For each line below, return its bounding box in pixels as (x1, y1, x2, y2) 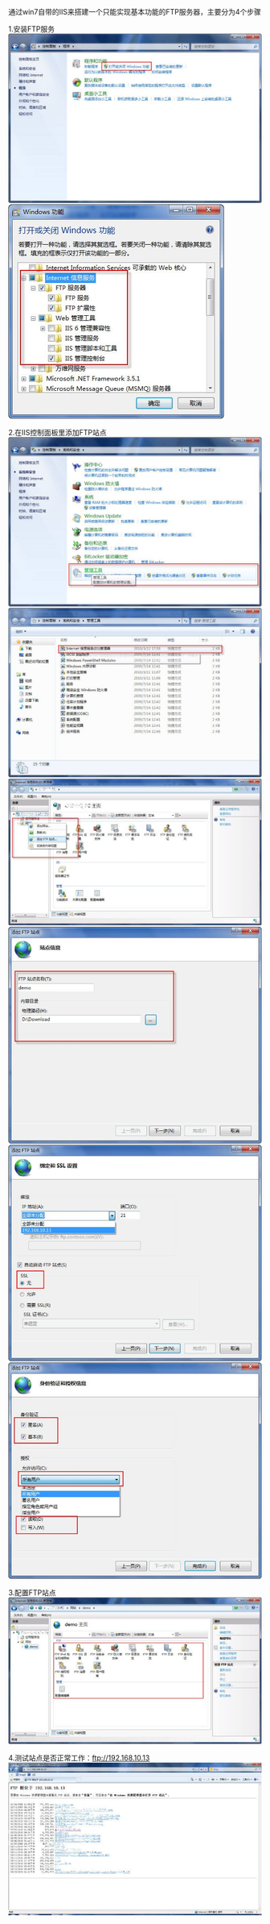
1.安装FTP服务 (8, 24, 55, 34)
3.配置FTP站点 (8, 1587, 56, 1598)
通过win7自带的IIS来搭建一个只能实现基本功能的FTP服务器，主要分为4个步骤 (8, 7, 261, 16)
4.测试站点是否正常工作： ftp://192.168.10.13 (8, 1753, 150, 1763)
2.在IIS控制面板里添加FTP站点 (8, 428, 107, 437)
